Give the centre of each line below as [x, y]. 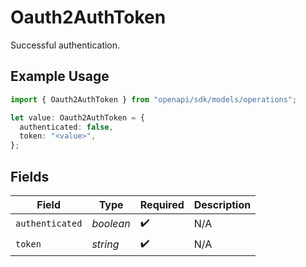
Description [222, 204]
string [105, 244]
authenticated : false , [66, 127]
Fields [30, 176]
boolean [111, 224]
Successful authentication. [65, 45]
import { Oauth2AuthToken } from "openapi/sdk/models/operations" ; [154, 99]
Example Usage [60, 76]
